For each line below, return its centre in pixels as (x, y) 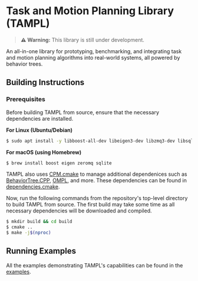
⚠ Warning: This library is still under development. (82, 40)
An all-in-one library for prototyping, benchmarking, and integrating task (94, 51)
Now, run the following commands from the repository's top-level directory (97, 198)
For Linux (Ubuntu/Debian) (39, 130)
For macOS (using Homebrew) (44, 152)
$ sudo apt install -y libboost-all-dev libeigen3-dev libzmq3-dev (91, 141)
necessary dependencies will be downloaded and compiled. (79, 211)
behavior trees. (24, 64)
